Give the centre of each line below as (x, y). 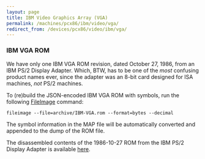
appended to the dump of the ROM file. (56, 131)
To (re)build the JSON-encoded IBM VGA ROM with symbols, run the (93, 95)
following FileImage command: (45, 102)
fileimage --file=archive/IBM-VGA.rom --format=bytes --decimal (90, 113)
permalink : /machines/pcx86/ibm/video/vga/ (63, 23)
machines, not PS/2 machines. (45, 83)
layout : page (23, 12)
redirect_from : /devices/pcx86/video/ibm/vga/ (67, 29)
